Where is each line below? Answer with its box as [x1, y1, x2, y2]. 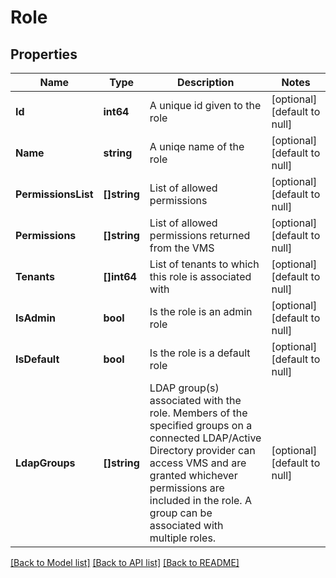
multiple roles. [149, 531, 217, 545]
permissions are [149, 481, 225, 495]
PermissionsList [15, 187, 94, 201]
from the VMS [149, 241, 215, 255]
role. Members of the [149, 406, 248, 420]
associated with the [149, 394, 242, 407]
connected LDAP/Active [149, 431, 262, 445]
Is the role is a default [149, 346, 251, 360]
